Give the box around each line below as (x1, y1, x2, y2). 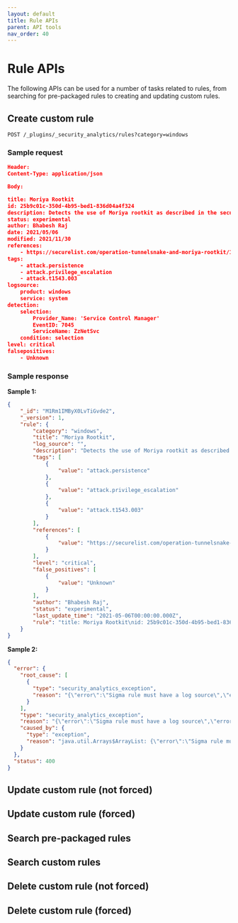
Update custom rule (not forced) (7, 784, 153, 796)
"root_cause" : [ (20, 672, 69, 679)
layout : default (7, 10, 55, 18)
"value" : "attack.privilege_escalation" (57, 487, 179, 494)
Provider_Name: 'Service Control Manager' (33, 315, 160, 322)
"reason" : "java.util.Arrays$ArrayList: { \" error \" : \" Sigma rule (25, 738, 223, 745)
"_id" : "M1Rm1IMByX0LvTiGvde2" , (20, 408, 115, 415)
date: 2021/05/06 (7, 229, 59, 236)
